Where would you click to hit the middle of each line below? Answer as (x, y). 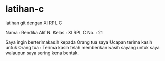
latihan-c (25, 9)
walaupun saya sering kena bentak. (42, 53)
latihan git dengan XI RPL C (34, 23)
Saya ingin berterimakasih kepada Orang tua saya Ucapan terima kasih (79, 42)
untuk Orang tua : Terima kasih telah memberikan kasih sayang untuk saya (82, 47)
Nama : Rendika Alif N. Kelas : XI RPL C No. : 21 (54, 32)
